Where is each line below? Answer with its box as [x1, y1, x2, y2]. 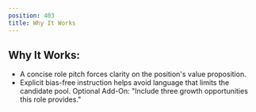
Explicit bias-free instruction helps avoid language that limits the [19, 78, 230, 87]
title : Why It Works [8, 19, 77, 27]
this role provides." [19, 95, 82, 104]
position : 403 [8, 11, 55, 20]
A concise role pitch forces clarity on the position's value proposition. [19, 69, 247, 79]
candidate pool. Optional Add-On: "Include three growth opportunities [19, 87, 248, 96]
